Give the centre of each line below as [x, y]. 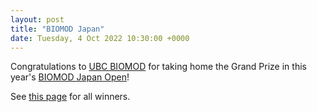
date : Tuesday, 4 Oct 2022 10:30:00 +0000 [100, 38]
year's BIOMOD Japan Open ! [70, 77]
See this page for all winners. [70, 97]
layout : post [37, 19]
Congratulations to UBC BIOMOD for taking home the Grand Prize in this [158, 67]
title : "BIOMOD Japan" [57, 29]
